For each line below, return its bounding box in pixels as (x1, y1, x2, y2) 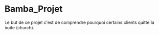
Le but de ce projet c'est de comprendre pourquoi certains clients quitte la (4, 19, 155, 25)
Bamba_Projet (4, 3, 63, 15)
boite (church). (4, 24, 35, 30)
